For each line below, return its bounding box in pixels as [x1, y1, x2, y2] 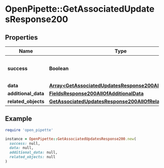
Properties [5, 33, 38, 42]
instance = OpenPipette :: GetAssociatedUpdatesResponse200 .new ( [5, 136, 137, 141]
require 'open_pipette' [5, 127, 54, 132]
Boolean [49, 65, 69, 72]
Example [5, 115, 32, 123]
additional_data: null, [9, 150, 58, 155]
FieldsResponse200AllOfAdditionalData [49, 90, 144, 97]
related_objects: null [9, 155, 56, 160]
